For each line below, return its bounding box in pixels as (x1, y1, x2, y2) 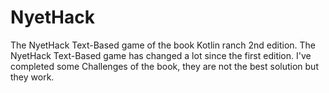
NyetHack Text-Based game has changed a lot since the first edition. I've (10, 49, 312, 61)
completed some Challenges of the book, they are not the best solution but (10, 60, 319, 72)
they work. (10, 71, 55, 83)
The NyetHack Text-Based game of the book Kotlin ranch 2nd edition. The (10, 39, 317, 51)
